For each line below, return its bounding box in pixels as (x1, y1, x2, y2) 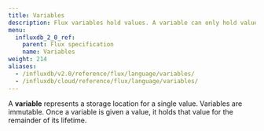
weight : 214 (8, 56, 47, 64)
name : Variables (22, 48, 76, 56)
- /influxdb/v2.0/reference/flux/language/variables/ (15, 70, 195, 78)
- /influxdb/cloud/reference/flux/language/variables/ (15, 77, 199, 85)
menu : (8, 26, 26, 34)
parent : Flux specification (22, 41, 114, 49)
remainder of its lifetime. (8, 115, 87, 125)
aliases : (8, 63, 37, 71)
